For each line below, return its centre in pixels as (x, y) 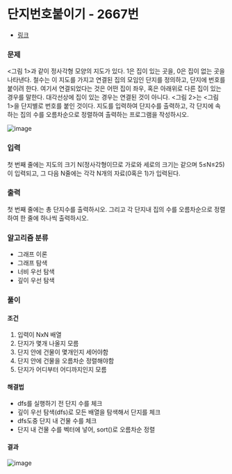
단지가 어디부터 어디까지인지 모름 (62, 370)
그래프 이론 (32, 254)
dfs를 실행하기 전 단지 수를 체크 (60, 404)
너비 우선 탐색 (36, 271)
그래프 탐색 (32, 263)
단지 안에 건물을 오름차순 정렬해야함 (66, 361)
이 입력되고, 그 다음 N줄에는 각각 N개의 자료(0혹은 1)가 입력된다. (94, 173)
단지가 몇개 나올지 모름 (48, 343)
